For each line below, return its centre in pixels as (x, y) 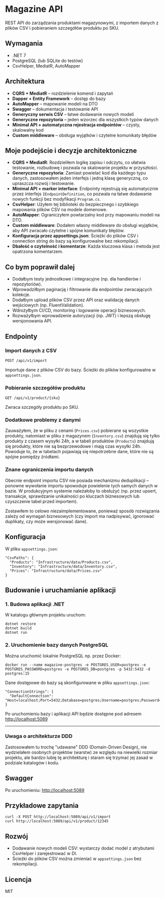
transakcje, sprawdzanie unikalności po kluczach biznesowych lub (72, 496)
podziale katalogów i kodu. (32, 762)
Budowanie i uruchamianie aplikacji (61, 590)
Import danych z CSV (31, 350)
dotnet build (18, 628)
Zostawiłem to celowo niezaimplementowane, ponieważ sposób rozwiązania (82, 511)
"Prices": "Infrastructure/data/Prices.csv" (56, 571)
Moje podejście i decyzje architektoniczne (71, 151)
